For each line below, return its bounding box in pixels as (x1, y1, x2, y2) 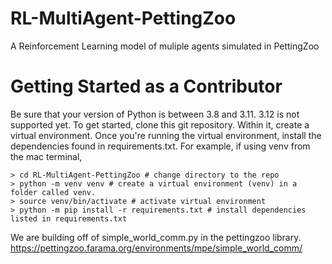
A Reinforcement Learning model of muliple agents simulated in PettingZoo (10, 40, 320, 52)
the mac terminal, (10, 150, 83, 162)
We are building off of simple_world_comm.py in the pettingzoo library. (10, 231, 302, 243)
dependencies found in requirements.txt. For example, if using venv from (10, 140, 311, 152)
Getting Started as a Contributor (10, 75, 283, 98)
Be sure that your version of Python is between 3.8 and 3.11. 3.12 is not (10, 108, 300, 120)
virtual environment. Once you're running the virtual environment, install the (10, 129, 322, 141)
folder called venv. (10, 187, 97, 197)
